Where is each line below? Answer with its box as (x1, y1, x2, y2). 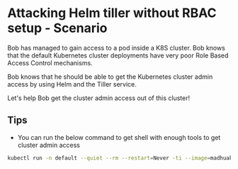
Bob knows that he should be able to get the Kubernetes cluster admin (7, 72, 213, 81)
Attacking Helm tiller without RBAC (7, 5, 217, 21)
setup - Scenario (7, 20, 108, 36)
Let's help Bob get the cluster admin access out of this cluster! (7, 94, 190, 102)
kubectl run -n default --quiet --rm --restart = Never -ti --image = (7, 154, 211, 161)
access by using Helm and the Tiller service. (7, 80, 137, 88)
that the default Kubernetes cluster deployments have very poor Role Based (7, 51, 229, 60)
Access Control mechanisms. (7, 58, 93, 67)
